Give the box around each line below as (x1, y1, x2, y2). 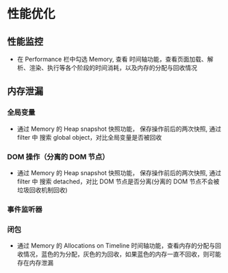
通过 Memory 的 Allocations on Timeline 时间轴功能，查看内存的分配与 (16, 242, 216, 250)
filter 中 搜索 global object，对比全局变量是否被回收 (16, 133, 162, 141)
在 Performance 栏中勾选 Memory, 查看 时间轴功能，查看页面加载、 (16, 55, 207, 63)
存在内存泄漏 (16, 259, 53, 267)
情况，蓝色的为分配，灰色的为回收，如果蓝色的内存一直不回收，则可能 (23, 250, 221, 259)
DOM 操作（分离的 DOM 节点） (7, 152, 110, 161)
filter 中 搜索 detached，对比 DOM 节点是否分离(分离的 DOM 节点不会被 (16, 177, 220, 185)
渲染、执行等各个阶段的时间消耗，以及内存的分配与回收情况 (29, 64, 197, 72)
